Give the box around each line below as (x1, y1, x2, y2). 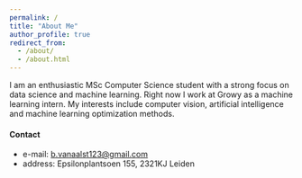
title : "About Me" (9, 22, 78, 31)
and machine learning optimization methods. (9, 109, 175, 119)
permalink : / (9, 13, 59, 22)
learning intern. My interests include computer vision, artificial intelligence (9, 99, 284, 109)
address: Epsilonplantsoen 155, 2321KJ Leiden (22, 158, 196, 169)
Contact (9, 129, 41, 139)
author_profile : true (9, 30, 91, 39)
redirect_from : (9, 38, 67, 48)
